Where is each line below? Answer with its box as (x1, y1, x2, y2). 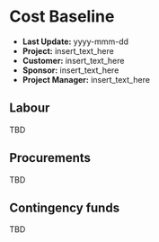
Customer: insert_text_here (22, 55, 125, 66)
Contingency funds (9, 200, 119, 215)
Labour (9, 101, 50, 116)
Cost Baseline (9, 6, 115, 27)
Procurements (9, 150, 92, 166)
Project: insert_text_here (22, 45, 114, 56)
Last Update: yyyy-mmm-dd (22, 36, 128, 47)
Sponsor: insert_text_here (22, 65, 119, 76)
